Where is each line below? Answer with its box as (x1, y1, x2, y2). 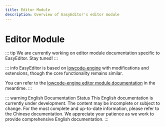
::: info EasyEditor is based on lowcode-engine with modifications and (5, 65, 149, 71)
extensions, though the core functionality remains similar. (5, 70, 123, 76)
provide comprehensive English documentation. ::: (5, 116, 109, 122)
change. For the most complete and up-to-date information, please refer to (5, 105, 159, 111)
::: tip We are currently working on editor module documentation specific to (5, 50, 160, 56)
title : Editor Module (5, 7, 50, 12)
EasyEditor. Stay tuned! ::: (5, 55, 58, 61)
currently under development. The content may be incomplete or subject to (5, 100, 160, 106)
